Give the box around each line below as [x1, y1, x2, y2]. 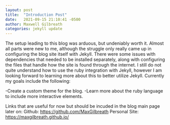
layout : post [5, 7, 33, 13]
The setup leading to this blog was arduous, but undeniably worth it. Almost [5, 40, 164, 46]
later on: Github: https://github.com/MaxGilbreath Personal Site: [5, 109, 139, 115]
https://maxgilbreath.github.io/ [5, 114, 69, 120]
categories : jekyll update [5, 26, 63, 32]
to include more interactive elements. [5, 93, 83, 100]
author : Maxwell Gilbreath [5, 21, 63, 27]
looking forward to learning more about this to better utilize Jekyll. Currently [5, 73, 164, 79]
